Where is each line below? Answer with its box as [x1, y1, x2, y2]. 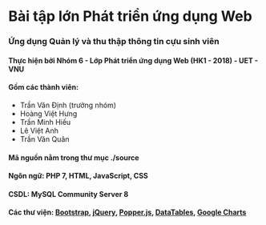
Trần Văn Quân [19, 134, 70, 143]
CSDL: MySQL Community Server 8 [8, 189, 129, 199]
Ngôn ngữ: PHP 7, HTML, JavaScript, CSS [8, 171, 148, 181]
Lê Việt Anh [19, 126, 58, 135]
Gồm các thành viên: [8, 82, 79, 92]
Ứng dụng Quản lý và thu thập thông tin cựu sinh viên [8, 36, 220, 47]
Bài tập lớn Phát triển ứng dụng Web [8, 7, 252, 26]
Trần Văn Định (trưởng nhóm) [19, 100, 117, 110]
